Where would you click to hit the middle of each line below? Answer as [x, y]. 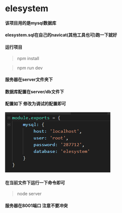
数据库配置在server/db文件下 [35, 91]
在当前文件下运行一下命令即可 [35, 182]
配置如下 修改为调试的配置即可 [36, 104]
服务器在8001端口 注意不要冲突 [37, 205]
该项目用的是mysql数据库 [31, 23]
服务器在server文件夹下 [29, 80]
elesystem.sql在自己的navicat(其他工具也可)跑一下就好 [61, 35]
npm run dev [30, 68]
